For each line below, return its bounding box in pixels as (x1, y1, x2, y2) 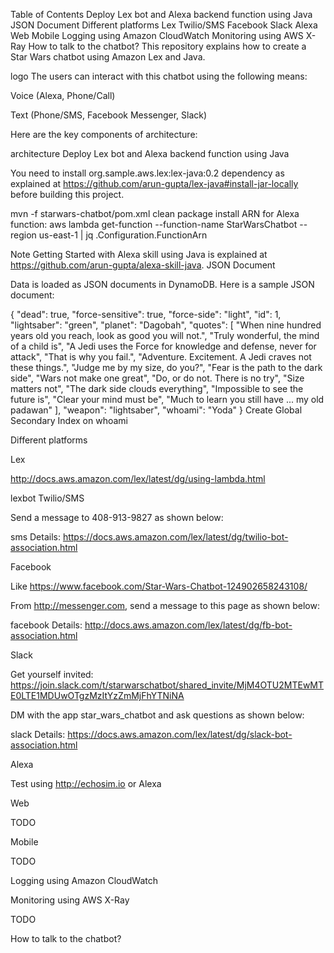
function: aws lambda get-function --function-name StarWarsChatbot (10, 219, 298, 230)
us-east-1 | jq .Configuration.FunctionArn (38, 229, 208, 241)
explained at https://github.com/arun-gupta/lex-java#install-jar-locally (10, 178, 299, 189)
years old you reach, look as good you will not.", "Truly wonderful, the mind (10, 330, 320, 341)
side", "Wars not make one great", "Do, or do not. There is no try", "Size (10, 372, 305, 384)
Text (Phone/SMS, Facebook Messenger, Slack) (10, 109, 208, 121)
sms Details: (10, 531, 61, 543)
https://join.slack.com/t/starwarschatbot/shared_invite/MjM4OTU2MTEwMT (10, 679, 325, 691)
